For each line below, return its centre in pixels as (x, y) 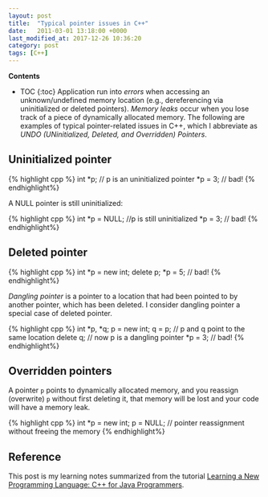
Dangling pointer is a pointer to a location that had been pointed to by (123, 296)
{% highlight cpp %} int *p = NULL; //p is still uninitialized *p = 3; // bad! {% (133, 219)
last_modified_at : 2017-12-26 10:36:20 (75, 38)
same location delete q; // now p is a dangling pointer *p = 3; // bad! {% (126, 337)
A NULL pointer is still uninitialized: (66, 203)
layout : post (30, 16)
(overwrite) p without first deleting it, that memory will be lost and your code (134, 399)
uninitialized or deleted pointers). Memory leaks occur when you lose (134, 109)
